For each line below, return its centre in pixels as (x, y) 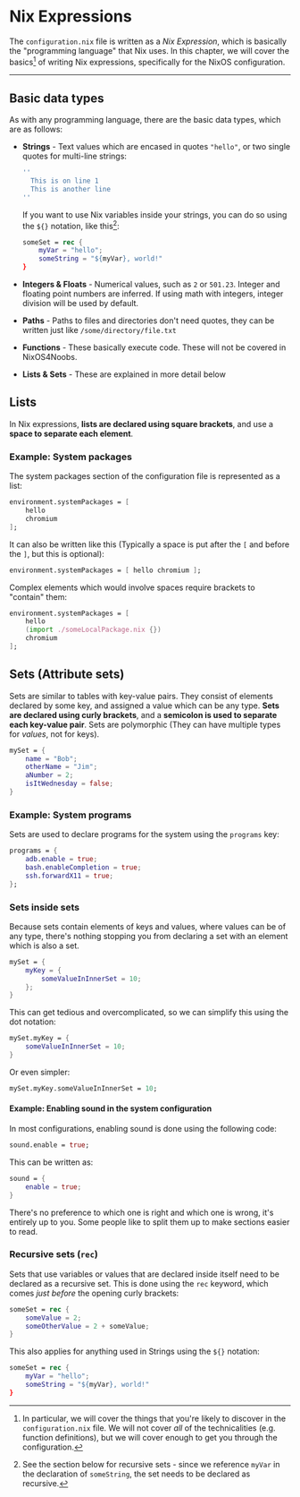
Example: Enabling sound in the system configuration (111, 1108)
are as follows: (36, 129)
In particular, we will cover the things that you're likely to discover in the (154, 1418)
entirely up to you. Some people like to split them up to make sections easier (150, 1222)
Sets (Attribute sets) (67, 675)
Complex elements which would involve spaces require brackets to (133, 587)
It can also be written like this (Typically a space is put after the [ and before (150, 544)
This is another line (71, 190)
